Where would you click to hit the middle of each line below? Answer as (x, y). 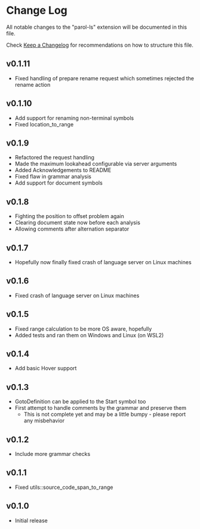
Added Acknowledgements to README (63, 170)
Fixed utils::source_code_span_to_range (64, 487)
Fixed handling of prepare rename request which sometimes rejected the (104, 78)
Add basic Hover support (46, 368)
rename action (33, 84)
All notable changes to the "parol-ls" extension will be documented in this (96, 27)
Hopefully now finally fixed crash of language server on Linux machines (103, 262)
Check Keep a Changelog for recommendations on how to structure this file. (100, 45)
